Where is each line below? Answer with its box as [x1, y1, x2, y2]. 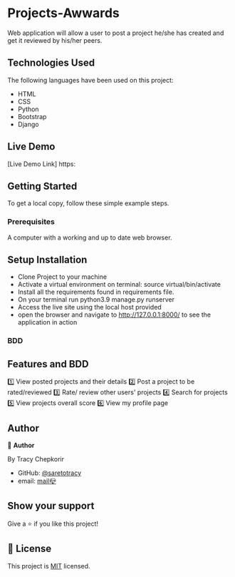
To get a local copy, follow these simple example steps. [7, 199, 169, 208]
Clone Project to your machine [17, 272, 108, 281]
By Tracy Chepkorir [7, 455, 64, 464]
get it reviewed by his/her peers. [7, 36, 103, 44]
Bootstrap [17, 112, 47, 121]
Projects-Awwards [7, 5, 120, 21]
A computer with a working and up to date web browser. [7, 233, 172, 242]
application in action [17, 318, 78, 327]
